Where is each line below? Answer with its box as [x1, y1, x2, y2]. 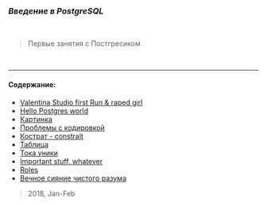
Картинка [19, 114, 53, 124]
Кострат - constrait [19, 131, 83, 140]
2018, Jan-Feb [27, 189, 75, 198]
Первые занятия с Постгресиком [27, 39, 141, 48]
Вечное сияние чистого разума [19, 173, 127, 183]
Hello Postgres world [19, 105, 89, 116]
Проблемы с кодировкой [19, 123, 106, 132]
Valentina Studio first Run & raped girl [19, 97, 143, 107]
